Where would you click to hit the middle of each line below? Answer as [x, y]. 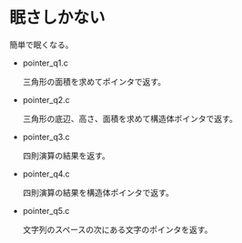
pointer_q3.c [46, 137]
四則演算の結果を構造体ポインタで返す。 [98, 192]
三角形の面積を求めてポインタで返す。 [94, 81]
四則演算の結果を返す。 [66, 156]
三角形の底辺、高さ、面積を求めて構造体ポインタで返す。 [130, 118]
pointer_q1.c [45, 63]
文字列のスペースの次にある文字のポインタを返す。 [117, 229]
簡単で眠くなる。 [41, 45]
